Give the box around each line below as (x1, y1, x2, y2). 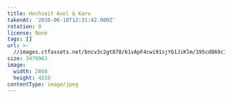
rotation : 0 (7, 23, 41, 30)
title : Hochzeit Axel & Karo (7, 10, 91, 17)
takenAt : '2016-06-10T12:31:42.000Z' (7, 17, 116, 23)
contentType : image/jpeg (7, 81, 79, 88)
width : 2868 (13, 68, 48, 75)
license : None (7, 29, 48, 37)
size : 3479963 (7, 55, 48, 62)
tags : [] (7, 36, 32, 43)
